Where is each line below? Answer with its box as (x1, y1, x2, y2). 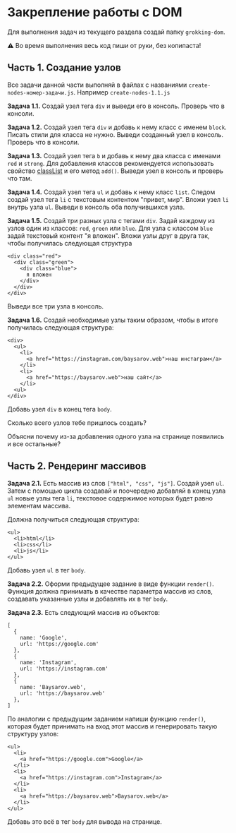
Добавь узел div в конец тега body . (7, 404, 113, 413)
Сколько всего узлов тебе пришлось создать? (7, 418, 147, 427)
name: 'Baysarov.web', (20, 683, 87, 690)
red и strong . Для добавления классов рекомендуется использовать (7, 159, 214, 167)
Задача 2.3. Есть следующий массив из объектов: (7, 608, 161, 616)
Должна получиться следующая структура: (7, 515, 139, 523)
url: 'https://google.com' (20, 640, 99, 647)
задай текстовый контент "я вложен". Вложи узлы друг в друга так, (7, 231, 210, 240)
